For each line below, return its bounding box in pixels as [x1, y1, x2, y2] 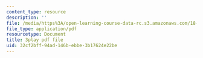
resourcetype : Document [6, 31, 66, 37]
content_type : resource [6, 8, 66, 15]
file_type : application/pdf [6, 25, 77, 32]
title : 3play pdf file [6, 37, 63, 43]
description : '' [6, 14, 47, 21]
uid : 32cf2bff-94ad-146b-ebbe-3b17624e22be [6, 43, 118, 49]
